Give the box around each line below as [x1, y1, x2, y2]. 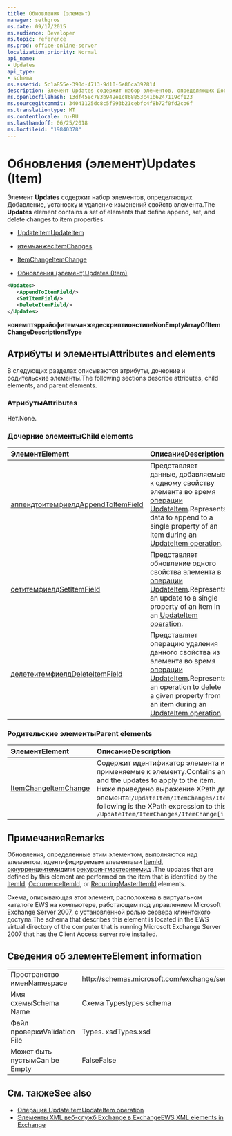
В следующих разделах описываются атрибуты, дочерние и [7, 366, 186, 374]
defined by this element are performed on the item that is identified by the [7, 872, 217, 881]
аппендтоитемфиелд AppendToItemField [10, 500, 144, 509]
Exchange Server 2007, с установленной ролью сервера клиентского [7, 908, 211, 917]
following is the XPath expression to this [96, 802, 226, 812]
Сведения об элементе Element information [7, 950, 202, 962]
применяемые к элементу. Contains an [96, 767, 226, 777]
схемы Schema [10, 998, 59, 1008]
